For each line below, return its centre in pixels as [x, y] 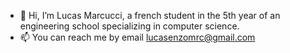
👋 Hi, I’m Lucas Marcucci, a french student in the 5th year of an [150, 15]
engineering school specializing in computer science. [129, 26]
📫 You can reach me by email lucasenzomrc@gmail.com [137, 37]
